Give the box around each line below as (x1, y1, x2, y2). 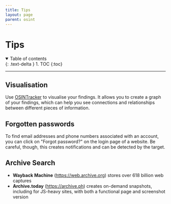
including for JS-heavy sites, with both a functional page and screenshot (12, 188, 165, 194)
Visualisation (5, 80, 48, 89)
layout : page (5, 12, 33, 17)
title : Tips (5, 7, 31, 13)
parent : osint (5, 17, 36, 22)
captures (12, 178, 32, 184)
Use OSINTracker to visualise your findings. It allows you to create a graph (5, 94, 161, 100)
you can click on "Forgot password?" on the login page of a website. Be (5, 138, 156, 144)
